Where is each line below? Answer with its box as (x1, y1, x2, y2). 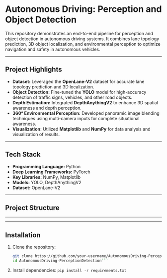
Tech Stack (5, 150, 41, 159)
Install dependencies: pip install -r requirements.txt (12, 267, 127, 273)
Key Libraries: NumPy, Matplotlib (12, 174, 81, 180)
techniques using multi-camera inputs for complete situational (12, 115, 140, 121)
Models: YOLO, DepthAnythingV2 (12, 179, 82, 185)
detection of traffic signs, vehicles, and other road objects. (12, 94, 133, 100)
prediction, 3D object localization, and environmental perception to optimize (5, 41, 161, 47)
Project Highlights (5, 66, 62, 74)
